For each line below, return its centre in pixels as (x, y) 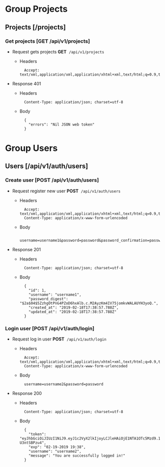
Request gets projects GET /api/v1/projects (58, 52)
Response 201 (26, 249)
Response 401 (27, 83)
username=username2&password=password (64, 384)
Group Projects (36, 9)
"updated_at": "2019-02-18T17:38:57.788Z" (73, 312)
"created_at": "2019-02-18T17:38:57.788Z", (74, 308)
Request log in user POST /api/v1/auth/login (59, 339)
